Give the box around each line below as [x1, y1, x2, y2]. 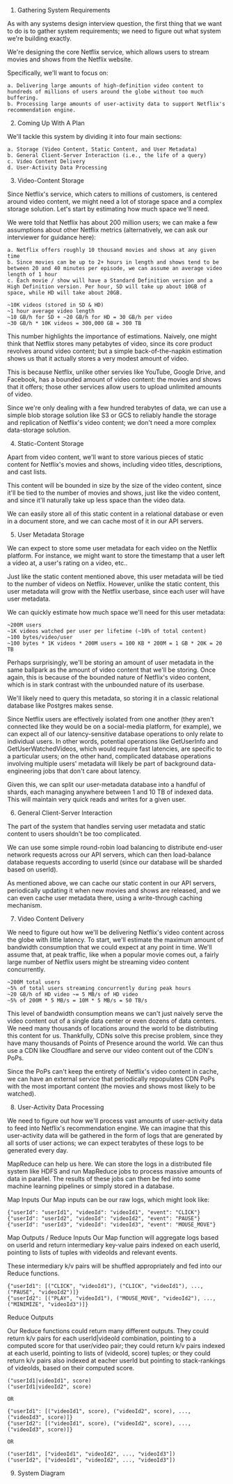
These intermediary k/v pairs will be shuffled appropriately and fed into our [7, 1262, 223, 1270]
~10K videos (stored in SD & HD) [7, 301, 104, 308]
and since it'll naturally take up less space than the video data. [7, 496, 186, 504]
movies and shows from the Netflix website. [7, 55, 133, 63]
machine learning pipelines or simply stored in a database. [7, 1182, 175, 1190]
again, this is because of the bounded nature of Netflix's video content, [7, 673, 211, 681]
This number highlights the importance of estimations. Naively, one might [7, 332, 217, 340]
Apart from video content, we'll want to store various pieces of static [7, 453, 204, 461]
